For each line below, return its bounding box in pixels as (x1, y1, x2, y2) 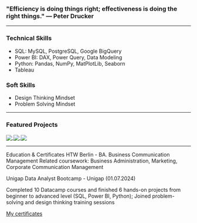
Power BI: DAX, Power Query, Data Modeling (14, 53, 123, 60)
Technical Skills (6, 34, 52, 42)
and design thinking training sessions (25, 199, 115, 206)
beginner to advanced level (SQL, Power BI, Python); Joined (6, 192, 151, 200)
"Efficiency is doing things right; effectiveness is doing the (6, 5, 178, 13)
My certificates (6, 210, 43, 217)
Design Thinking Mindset (14, 94, 75, 101)
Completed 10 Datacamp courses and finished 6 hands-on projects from (6, 187, 181, 194)
